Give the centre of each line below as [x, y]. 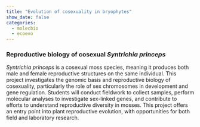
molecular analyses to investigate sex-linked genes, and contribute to [92, 99]
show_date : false [28, 17]
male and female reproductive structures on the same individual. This [91, 74]
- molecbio [25, 28]
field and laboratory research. [43, 118]
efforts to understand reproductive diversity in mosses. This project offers [97, 105]
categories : [21, 23]
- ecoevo [22, 34]
